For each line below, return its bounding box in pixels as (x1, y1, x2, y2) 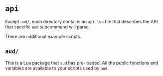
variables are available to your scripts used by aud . (5, 65, 109, 71)
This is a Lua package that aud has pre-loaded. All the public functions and (5, 60, 159, 66)
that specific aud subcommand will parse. (5, 24, 90, 30)
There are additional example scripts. (5, 33, 82, 39)
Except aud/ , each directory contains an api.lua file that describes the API (5, 18, 158, 24)
